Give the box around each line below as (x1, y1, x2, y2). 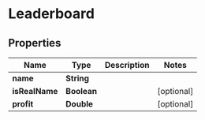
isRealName (12, 86, 58, 96)
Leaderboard (8, 5, 95, 23)
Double (65, 99, 93, 109)
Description (105, 60, 150, 70)
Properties (8, 36, 61, 50)
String (65, 73, 89, 84)
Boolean (65, 86, 98, 96)
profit (12, 99, 34, 109)
